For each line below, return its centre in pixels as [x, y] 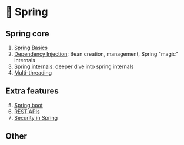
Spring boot [28, 105]
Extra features [32, 91]
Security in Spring [36, 117]
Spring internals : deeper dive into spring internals [74, 66]
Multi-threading [33, 72]
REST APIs [27, 112]
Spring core [27, 34]
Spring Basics [31, 48]
